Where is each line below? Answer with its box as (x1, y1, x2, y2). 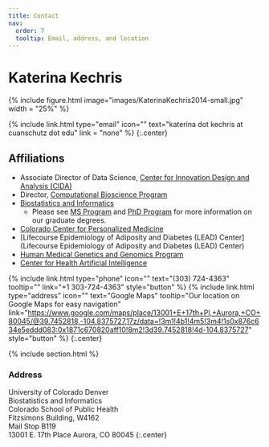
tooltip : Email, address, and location (15, 34, 149, 43)
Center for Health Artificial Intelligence (19, 258, 147, 268)
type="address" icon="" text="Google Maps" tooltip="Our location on (8, 291, 240, 300)
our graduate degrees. (31, 215, 107, 225)
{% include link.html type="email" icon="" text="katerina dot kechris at (8, 120, 243, 129)
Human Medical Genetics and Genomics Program (19, 250, 184, 259)
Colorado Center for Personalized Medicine (19, 224, 164, 233)
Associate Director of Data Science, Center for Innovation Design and (19, 173, 251, 182)
